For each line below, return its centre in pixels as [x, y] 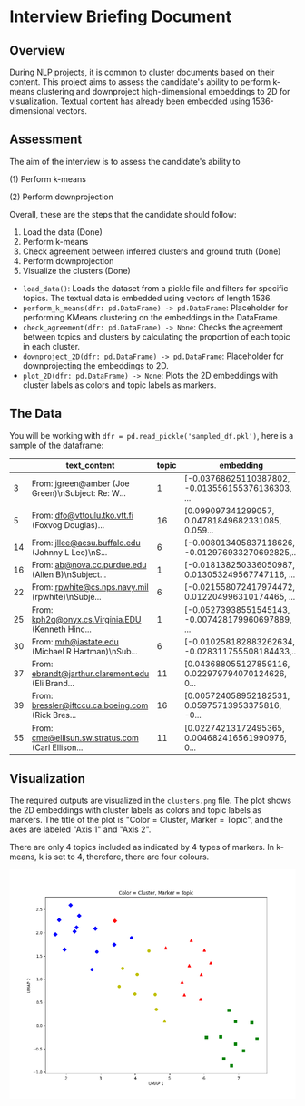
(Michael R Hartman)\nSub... [84, 651]
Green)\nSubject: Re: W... [79, 492]
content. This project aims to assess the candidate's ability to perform [140, 82]
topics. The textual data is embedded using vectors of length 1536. [147, 298]
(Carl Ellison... [57, 747]
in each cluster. [51, 346]
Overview [38, 51]
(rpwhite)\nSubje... [66, 597]
